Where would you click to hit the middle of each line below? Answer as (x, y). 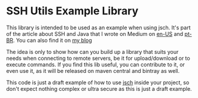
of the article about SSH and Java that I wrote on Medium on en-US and (95, 33)
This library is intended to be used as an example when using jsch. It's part (98, 27)
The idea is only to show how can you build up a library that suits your (92, 51)
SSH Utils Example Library (72, 11)
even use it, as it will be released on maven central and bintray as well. (93, 71)
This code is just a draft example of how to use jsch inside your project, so (98, 82)
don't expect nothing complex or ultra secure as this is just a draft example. (99, 88)
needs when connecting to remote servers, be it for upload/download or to (98, 58)
